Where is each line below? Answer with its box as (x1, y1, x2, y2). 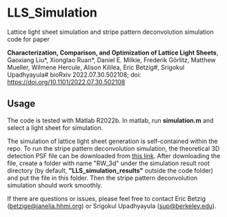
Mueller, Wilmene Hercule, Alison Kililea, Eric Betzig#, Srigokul (7, 63, 185, 71)
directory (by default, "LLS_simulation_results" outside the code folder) (7, 166, 214, 174)
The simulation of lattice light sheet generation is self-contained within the (7, 137, 219, 145)
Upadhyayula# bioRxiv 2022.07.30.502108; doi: (7, 70, 141, 79)
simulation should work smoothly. (7, 181, 103, 189)
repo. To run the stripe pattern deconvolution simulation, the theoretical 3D (7, 144, 220, 153)
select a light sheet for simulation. (7, 123, 103, 132)
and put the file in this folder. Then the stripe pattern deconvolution (7, 173, 198, 182)
